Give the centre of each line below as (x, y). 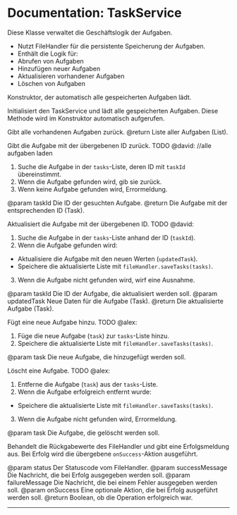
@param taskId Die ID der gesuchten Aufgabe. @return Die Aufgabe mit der (117, 203)
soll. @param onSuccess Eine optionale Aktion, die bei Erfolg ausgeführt (113, 490)
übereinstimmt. (39, 174)
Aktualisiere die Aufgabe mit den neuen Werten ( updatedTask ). (108, 259)
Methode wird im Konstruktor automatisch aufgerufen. (86, 118)
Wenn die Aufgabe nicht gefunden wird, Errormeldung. (97, 419)
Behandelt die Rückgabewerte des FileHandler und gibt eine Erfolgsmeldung (118, 446)
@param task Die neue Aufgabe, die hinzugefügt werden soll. (97, 356)
